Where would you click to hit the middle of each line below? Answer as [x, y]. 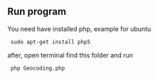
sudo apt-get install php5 [51, 42]
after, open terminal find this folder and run [70, 55]
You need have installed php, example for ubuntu [79, 28]
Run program [37, 12]
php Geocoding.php [38, 68]
